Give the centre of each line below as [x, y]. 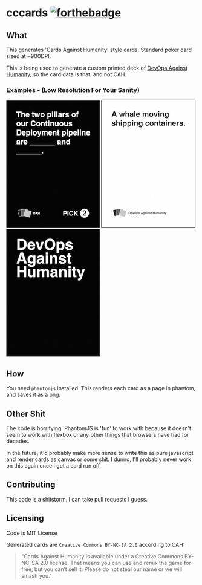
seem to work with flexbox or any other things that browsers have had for [98, 434]
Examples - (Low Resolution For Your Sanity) [73, 90]
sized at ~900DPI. [29, 56]
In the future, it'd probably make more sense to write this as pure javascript [100, 453]
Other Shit [26, 413]
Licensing [25, 518]
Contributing [31, 485]
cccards [27, 13]
